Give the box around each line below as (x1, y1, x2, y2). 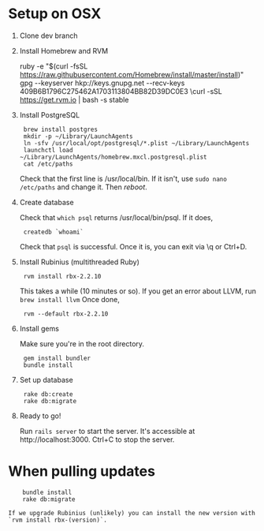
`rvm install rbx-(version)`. (8, 516, 108, 524)
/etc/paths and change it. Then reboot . (19, 182, 147, 192)
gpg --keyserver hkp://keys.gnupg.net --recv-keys (19, 78, 185, 88)
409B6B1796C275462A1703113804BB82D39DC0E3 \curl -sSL (19, 86, 222, 95)
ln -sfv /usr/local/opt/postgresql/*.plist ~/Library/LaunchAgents (23, 139, 250, 147)
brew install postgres (23, 125, 99, 133)
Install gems (19, 323, 59, 333)
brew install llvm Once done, (19, 294, 120, 304)
